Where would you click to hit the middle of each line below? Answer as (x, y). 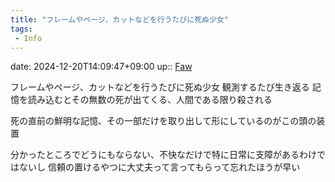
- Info (28, 38)
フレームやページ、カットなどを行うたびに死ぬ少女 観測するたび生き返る (160, 87)
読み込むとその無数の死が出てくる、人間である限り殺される (150, 100)
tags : (21, 29)
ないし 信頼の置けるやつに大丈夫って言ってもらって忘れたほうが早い (159, 167)
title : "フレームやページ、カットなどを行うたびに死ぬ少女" (119, 19)
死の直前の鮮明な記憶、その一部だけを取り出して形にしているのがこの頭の (163, 121)
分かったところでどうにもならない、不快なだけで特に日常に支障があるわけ (163, 155)
